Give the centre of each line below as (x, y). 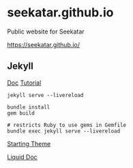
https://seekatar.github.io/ (44, 44)
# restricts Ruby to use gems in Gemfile (67, 125)
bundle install (29, 107)
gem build (21, 113)
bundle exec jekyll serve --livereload (64, 131)
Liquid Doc (22, 157)
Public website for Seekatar (46, 31)
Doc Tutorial (24, 83)
